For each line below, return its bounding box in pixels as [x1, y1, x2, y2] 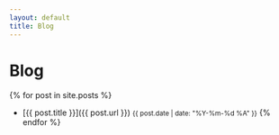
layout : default [9, 13, 70, 22]
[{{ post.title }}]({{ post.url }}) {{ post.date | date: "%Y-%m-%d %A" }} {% [22, 107, 271, 118]
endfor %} [22, 117, 61, 128]
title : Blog [9, 22, 54, 31]
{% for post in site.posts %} [9, 90, 112, 101]
